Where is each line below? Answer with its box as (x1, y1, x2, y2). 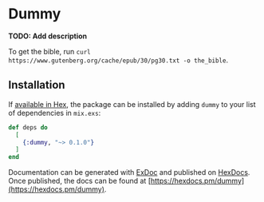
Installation (8, 78, 65, 92)
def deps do (8, 123, 48, 132)
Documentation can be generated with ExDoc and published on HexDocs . (8, 168, 250, 177)
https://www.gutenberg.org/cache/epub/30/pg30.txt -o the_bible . (8, 55, 229, 65)
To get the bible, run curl (8, 46, 91, 56)
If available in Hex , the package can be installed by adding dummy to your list (8, 99, 257, 109)
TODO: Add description (8, 31, 88, 41)
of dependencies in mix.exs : (8, 108, 101, 117)
